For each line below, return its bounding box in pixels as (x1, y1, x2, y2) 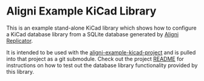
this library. (6, 68, 35, 75)
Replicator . (6, 37, 33, 44)
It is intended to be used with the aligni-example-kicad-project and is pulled (6, 48, 196, 56)
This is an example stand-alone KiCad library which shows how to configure (6, 24, 197, 31)
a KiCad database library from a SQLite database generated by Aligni (6, 30, 179, 37)
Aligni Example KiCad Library (6, 4, 157, 18)
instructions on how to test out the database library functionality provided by (6, 62, 198, 69)
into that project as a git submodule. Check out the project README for (6, 55, 184, 62)
